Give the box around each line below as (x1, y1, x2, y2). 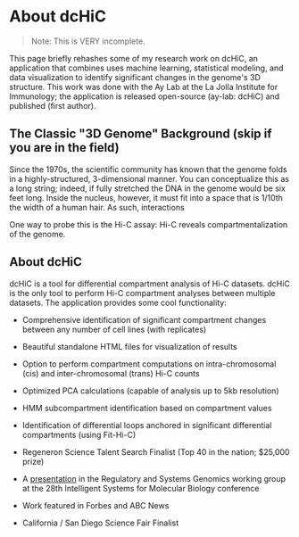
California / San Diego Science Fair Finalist (21, 517, 179, 528)
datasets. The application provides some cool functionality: (9, 297, 228, 308)
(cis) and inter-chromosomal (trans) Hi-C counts (21, 368, 200, 378)
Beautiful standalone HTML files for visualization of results (21, 341, 238, 351)
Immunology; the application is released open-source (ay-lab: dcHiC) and (9, 91, 280, 102)
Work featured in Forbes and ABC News (21, 500, 170, 510)
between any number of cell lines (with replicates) (21, 324, 207, 335)
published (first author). (9, 100, 96, 111)
